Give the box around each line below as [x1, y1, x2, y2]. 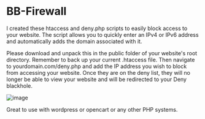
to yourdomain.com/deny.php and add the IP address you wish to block [6, 63, 187, 70]
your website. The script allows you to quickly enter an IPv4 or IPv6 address [6, 31, 199, 38]
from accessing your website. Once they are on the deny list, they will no [6, 69, 190, 76]
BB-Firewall [6, 4, 67, 18]
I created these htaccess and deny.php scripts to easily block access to [6, 25, 188, 32]
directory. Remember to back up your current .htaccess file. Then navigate [6, 56, 195, 63]
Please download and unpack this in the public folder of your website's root [6, 49, 198, 56]
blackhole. [6, 82, 33, 90]
